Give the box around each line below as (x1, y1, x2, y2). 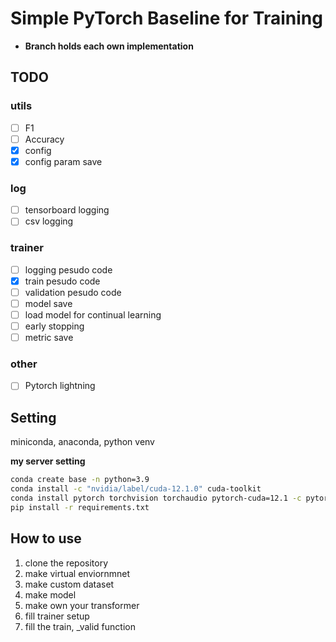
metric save (24, 331, 74, 343)
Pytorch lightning (24, 380, 96, 392)
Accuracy (24, 133, 65, 145)
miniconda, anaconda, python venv (10, 436, 155, 448)
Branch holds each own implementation (24, 40, 194, 52)
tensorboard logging (24, 204, 110, 216)
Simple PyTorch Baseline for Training (10, 7, 323, 30)
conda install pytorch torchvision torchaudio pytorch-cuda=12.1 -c (10, 493, 302, 503)
